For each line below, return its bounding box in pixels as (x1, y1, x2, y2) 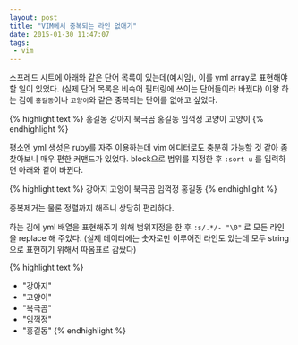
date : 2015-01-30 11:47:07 (9, 30, 110, 39)
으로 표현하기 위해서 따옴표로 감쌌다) (9, 244, 137, 255)
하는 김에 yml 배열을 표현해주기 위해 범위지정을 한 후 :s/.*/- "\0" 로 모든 (9, 221, 268, 233)
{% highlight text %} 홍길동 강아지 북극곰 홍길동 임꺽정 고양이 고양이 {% (9, 114, 264, 125)
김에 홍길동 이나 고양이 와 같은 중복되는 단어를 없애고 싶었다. (18, 95, 217, 106)
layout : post (9, 13, 58, 22)
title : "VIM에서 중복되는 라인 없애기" (9, 22, 137, 30)
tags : (9, 38, 30, 47)
